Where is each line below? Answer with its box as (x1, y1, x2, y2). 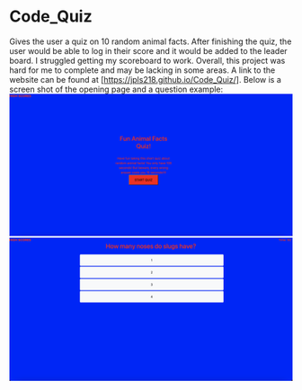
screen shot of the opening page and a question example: (9, 84, 224, 94)
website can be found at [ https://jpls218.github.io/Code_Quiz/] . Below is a (9, 74, 281, 84)
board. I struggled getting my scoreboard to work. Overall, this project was (9, 55, 286, 66)
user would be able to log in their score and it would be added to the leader (9, 45, 288, 56)
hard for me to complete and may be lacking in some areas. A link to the (9, 65, 276, 75)
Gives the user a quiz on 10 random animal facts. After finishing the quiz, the (9, 36, 292, 47)
